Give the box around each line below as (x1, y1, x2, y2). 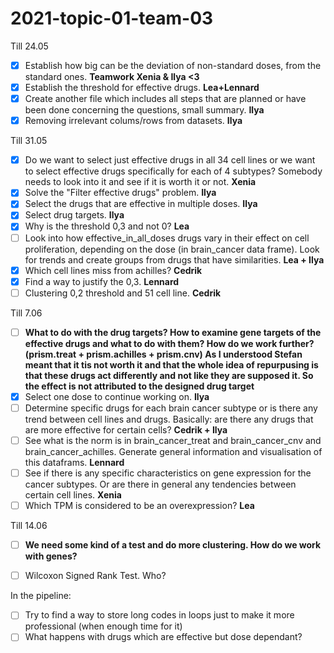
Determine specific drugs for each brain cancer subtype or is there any (24, 402, 318, 414)
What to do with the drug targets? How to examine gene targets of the (24, 326, 322, 338)
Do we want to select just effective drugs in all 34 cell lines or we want (24, 154, 316, 166)
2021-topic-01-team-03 (10, 7, 214, 30)
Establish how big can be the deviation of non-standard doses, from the (24, 59, 322, 71)
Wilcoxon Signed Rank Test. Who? (24, 570, 167, 582)
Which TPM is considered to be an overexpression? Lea (24, 500, 255, 512)
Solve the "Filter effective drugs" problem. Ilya (24, 187, 217, 199)
